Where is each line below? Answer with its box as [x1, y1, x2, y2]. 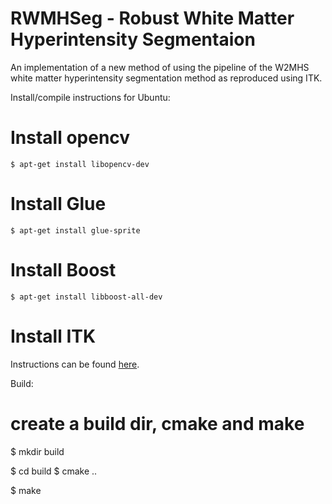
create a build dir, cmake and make [10, 412, 305, 435]
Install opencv [10, 127, 131, 149]
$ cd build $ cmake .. [10, 465, 98, 477]
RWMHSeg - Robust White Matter [10, 7, 295, 30]
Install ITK [10, 325, 97, 347]
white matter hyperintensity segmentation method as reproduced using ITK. [10, 72, 323, 84]
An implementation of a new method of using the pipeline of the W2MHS [10, 61, 310, 73]
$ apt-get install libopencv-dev [10, 159, 150, 169]
